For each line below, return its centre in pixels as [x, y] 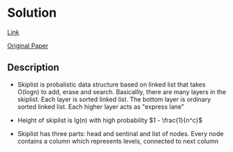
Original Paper [28, 45]
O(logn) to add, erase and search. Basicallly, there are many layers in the [122, 91]
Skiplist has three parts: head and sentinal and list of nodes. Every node [120, 133]
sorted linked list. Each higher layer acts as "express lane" [101, 107]
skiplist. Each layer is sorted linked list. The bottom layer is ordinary [114, 99]
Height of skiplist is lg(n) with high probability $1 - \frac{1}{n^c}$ [110, 120]
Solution [32, 13]
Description [33, 68]
